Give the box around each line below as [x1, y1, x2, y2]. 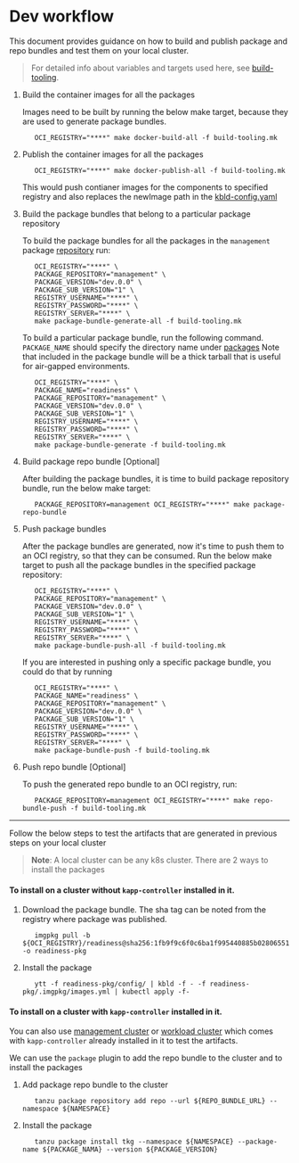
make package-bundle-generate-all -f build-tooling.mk [34, 317, 242, 326]
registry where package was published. [21, 914, 167, 925]
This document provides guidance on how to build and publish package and [9, 36, 287, 46]
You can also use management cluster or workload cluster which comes [9, 1026, 274, 1036]
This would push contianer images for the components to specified [21, 181, 269, 193]
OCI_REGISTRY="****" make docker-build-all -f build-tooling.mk [34, 133, 278, 142]
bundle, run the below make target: [21, 483, 151, 493]
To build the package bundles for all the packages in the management [21, 235, 271, 246]
